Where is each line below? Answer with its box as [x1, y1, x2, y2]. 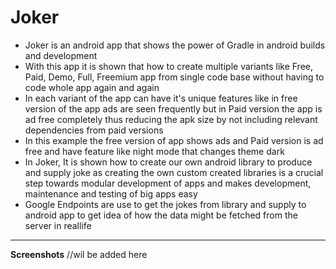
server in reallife [24, 219, 92, 231]
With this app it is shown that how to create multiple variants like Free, [24, 60, 313, 72]
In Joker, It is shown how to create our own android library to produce [24, 156, 313, 168]
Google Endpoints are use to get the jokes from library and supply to [24, 198, 307, 210]
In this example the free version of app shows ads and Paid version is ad [24, 134, 324, 146]
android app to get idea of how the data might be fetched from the [24, 209, 298, 221]
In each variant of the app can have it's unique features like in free [24, 92, 298, 104]
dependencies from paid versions [24, 124, 164, 136]
